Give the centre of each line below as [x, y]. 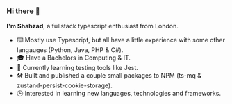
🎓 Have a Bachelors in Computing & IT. [74, 58]
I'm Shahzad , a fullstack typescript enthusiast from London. [92, 26]
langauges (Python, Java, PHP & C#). [70, 50]
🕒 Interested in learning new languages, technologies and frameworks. [119, 94]
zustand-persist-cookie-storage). [64, 85]
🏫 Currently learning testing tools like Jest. [77, 68]
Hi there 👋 [24, 11]
